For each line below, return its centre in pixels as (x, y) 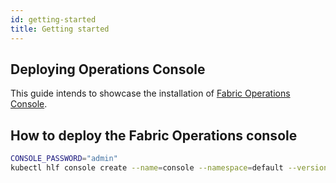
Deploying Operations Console (108, 69)
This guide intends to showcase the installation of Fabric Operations (150, 93)
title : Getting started (60, 29)
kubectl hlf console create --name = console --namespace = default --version (169, 168)
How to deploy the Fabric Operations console (154, 135)
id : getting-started (53, 19)
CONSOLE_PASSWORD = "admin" (64, 159)
